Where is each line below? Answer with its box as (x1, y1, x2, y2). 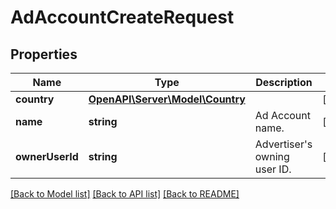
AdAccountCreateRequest (10, 6, 235, 29)
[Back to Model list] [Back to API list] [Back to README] (10, 188, 240, 200)
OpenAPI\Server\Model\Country (88, 92, 246, 106)
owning (254, 150, 290, 163)
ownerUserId (15, 150, 79, 163)
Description (255, 76, 313, 89)
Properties (10, 46, 78, 63)
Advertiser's (254, 137, 313, 151)
